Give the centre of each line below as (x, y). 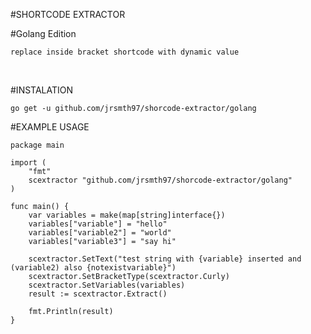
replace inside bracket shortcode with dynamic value (125, 52)
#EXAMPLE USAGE (50, 127)
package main (37, 145)
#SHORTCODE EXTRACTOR (68, 14)
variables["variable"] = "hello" (98, 224)
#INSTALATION (42, 90)
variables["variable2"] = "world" (100, 233)
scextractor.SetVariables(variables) (107, 285)
